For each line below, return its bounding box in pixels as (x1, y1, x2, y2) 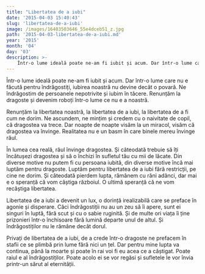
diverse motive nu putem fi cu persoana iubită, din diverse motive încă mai (6, 159, 193, 166)
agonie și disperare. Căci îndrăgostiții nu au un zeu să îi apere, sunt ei (6, 203, 181, 211)
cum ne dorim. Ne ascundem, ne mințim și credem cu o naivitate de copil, (6, 114, 192, 122)
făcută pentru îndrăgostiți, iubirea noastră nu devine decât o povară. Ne (6, 83, 187, 90)
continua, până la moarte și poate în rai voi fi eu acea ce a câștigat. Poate (6, 247, 191, 254)
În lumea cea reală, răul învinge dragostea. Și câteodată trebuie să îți (6, 146, 179, 153)
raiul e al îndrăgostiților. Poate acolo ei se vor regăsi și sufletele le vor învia (6, 254, 194, 261)
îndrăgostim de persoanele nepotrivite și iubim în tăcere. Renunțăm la (6, 90, 181, 97)
